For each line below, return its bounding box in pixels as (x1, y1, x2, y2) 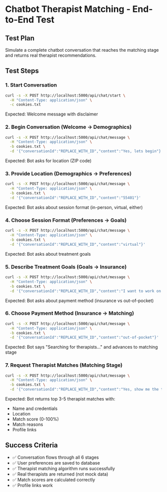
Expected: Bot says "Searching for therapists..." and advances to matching (5, 344, 158, 350)
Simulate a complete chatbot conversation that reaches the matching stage (5, 47, 159, 53)
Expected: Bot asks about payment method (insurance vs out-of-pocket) (5, 297, 154, 303)
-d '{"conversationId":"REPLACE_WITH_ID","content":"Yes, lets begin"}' (9, 149, 164, 154)
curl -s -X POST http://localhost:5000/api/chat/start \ (5, 93, 126, 98)
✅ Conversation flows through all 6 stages (12, 454, 99, 460)
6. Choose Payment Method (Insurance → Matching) (5, 310, 134, 317)
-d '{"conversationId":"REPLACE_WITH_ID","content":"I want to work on (9, 289, 162, 294)
